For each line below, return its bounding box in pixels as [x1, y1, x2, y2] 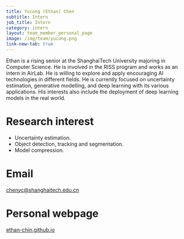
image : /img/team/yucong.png [6, 36, 77, 41]
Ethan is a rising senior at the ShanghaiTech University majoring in [6, 57, 165, 64]
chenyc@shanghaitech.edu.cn [6, 186, 79, 193]
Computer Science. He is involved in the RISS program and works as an [6, 63, 178, 70]
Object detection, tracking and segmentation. [14, 140, 124, 147]
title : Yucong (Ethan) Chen [6, 8, 75, 15]
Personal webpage [6, 207, 99, 220]
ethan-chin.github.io [6, 226, 55, 233]
